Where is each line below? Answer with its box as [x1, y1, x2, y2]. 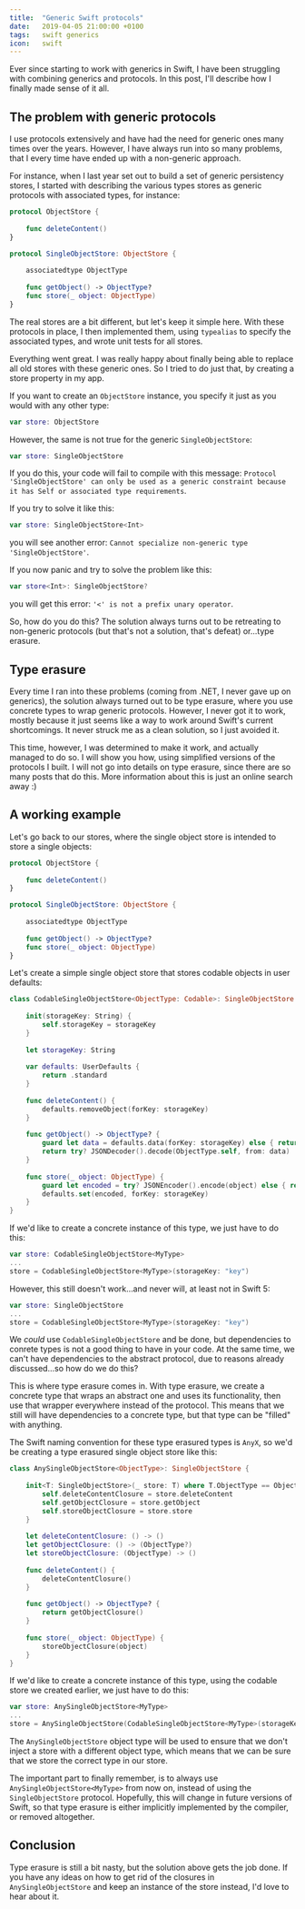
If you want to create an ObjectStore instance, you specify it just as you [9, 390, 277, 401]
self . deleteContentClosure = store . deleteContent [42, 1490, 233, 1499]
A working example [9, 807, 122, 823]
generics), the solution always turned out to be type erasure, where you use [9, 696, 293, 706]
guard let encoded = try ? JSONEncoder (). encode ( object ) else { [42, 1181, 286, 1190]
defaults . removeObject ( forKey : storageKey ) [42, 1104, 209, 1114]
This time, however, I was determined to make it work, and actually [9, 742, 259, 753]
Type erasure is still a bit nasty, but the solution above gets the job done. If [9, 1862, 289, 1873]
